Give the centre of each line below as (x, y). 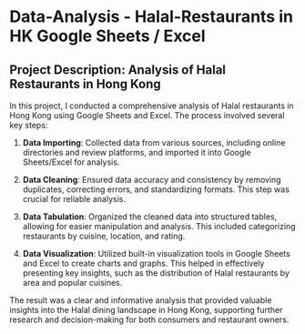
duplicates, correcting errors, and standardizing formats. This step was (156, 189)
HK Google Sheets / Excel (108, 36)
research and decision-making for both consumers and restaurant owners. (149, 319)
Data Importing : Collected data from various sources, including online (154, 142)
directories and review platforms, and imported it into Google (137, 152)
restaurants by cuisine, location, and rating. (104, 236)
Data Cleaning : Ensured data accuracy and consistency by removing (152, 180)
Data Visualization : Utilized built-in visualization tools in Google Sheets (157, 253)
